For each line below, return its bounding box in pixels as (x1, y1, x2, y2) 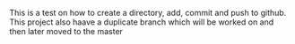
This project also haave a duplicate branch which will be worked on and (9, 17, 274, 27)
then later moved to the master (9, 26, 124, 36)
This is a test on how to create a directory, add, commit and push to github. (9, 8, 287, 18)
